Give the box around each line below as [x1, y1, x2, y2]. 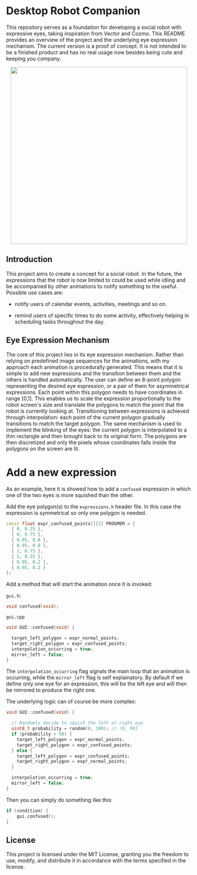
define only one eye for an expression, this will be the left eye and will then [6, 680, 187, 687]
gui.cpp [6, 614, 25, 621]
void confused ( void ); [6, 603, 59, 609]
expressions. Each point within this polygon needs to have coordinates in [6, 388, 183, 396]
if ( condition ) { [6, 808, 49, 814]
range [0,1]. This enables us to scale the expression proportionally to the [6, 394, 181, 402]
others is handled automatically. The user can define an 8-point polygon [6, 376, 181, 383]
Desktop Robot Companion [6, 4, 141, 18]
